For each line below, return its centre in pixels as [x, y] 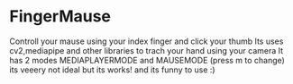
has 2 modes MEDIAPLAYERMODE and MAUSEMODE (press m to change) [147, 60]
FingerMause [60, 17]
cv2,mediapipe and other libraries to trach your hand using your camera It [146, 50]
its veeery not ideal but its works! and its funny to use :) [112, 70]
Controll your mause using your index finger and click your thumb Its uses [146, 41]
